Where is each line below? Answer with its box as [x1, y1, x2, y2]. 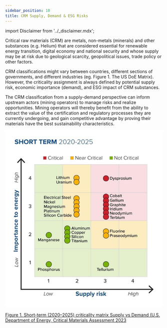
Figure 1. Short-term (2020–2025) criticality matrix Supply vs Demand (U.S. [5, 311, 160, 317]
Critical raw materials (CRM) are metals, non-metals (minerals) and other [5, 37, 155, 43]
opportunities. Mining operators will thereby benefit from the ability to [5, 104, 148, 110]
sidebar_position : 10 [5, 8, 50, 13]
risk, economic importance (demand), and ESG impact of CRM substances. [5, 84, 160, 90]
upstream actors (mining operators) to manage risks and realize [5, 99, 136, 105]
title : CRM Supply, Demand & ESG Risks [5, 13, 88, 18]
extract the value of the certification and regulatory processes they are [5, 110, 151, 116]
